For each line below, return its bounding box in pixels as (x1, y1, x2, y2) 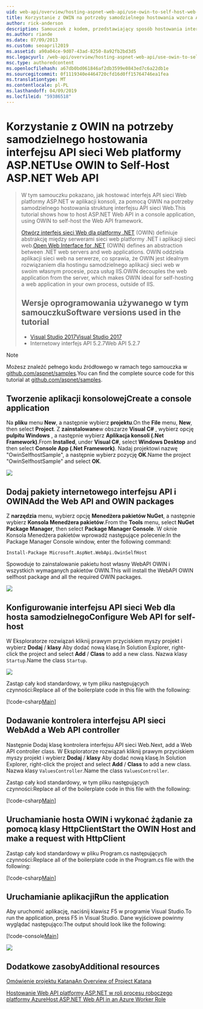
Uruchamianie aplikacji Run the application (6, 891, 169, 902)
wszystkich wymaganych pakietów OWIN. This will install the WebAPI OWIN (6, 567, 193, 574)
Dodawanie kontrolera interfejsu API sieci (6, 715, 166, 726)
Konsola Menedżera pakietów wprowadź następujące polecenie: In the (6, 531, 181, 539)
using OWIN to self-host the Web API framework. (21, 217, 144, 224)
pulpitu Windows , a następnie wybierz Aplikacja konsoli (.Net (6, 432, 164, 439)
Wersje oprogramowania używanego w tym (21, 298, 189, 308)
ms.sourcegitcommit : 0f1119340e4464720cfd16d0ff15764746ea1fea (6, 71, 169, 77)
